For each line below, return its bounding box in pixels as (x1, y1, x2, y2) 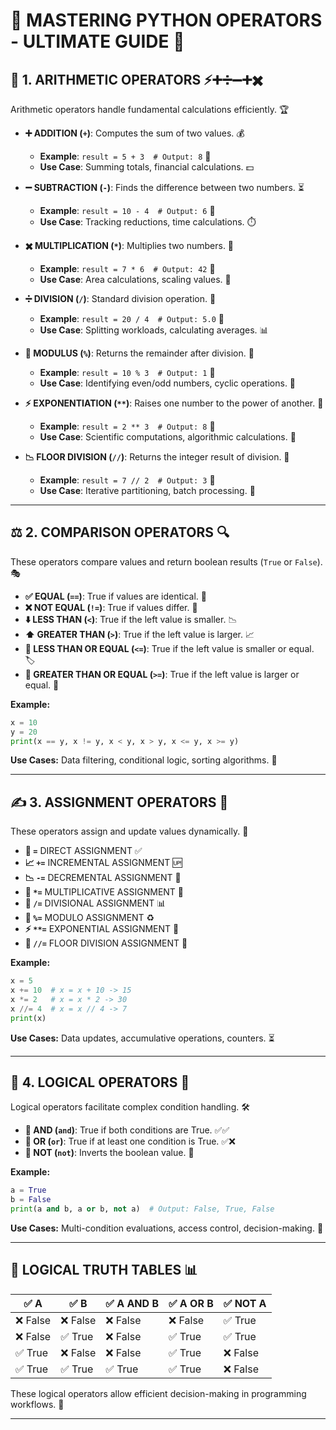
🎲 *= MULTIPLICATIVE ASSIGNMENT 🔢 (24, 886, 185, 898)
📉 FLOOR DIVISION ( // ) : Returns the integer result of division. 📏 (24, 451, 290, 463)
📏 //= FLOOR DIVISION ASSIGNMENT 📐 (24, 937, 188, 949)
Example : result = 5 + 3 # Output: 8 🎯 (39, 150, 212, 162)
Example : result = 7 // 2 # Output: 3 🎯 (39, 474, 216, 486)
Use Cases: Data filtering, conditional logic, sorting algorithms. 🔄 (10, 754, 278, 766)
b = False (10, 1195, 52, 1205)
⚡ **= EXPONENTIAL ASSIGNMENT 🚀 (24, 923, 180, 935)
